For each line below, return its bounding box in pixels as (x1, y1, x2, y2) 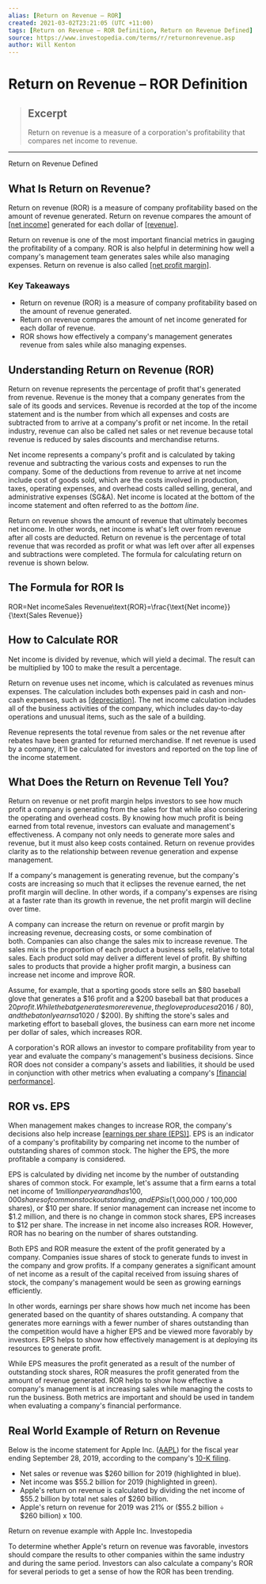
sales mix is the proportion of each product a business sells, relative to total (8, 945, 255, 955)
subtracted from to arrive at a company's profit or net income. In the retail (8, 418, 249, 428)
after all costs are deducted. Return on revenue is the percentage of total (8, 532, 246, 543)
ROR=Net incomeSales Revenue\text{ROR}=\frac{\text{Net (8, 601, 199, 611)
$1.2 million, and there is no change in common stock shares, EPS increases (8, 1212, 256, 1221)
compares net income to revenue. (27, 136, 139, 146)
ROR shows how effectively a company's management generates (19, 332, 233, 342)
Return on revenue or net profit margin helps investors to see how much (8, 796, 243, 806)
